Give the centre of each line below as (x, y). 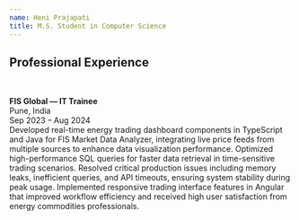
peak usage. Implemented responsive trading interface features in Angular (147, 187)
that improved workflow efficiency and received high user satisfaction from (148, 197)
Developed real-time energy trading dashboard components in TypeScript (146, 130)
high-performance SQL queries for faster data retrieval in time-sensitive (142, 159)
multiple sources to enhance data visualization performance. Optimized (141, 149)
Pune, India (30, 111)
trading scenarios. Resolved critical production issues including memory (143, 168)
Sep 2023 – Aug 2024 (50, 120)
